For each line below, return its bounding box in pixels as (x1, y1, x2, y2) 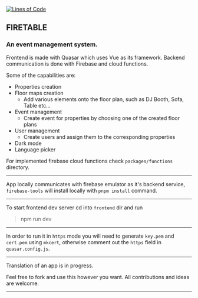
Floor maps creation (14, 89, 64, 96)
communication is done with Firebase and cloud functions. (6, 60, 148, 67)
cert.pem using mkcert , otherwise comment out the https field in (6, 238, 162, 245)
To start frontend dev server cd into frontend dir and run (6, 204, 143, 211)
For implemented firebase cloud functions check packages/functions (6, 157, 173, 164)
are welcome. (6, 280, 39, 287)
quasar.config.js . (6, 245, 50, 252)
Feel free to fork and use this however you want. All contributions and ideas (6, 273, 190, 280)
